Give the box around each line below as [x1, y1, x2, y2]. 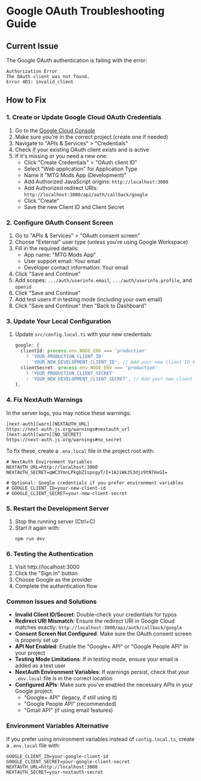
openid [14, 284, 32, 290]
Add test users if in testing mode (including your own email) [14, 295, 163, 303]
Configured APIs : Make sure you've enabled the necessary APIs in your [14, 681, 193, 689]
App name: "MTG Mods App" [23, 251, 97, 258]
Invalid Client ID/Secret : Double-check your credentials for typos [14, 611, 177, 618]
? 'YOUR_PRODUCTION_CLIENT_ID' [26, 354, 104, 360]
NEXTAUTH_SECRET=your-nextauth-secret [6, 769, 103, 775]
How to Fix [6, 95, 47, 106]
